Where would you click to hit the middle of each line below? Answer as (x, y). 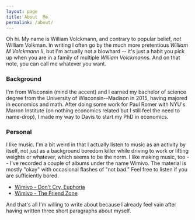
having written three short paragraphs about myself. (69, 211)
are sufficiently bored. (33, 176)
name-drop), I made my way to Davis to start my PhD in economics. (87, 116)
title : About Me (27, 17)
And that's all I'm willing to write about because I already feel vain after (91, 204)
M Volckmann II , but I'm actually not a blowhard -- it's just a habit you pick (95, 51)
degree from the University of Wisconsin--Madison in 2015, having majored (97, 98)
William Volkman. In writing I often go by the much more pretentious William (97, 45)
